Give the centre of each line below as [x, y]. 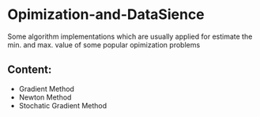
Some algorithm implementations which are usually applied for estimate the [130, 36]
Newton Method [45, 97]
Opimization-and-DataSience [106, 15]
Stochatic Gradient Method [63, 105]
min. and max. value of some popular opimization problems [104, 44]
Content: [30, 70]
